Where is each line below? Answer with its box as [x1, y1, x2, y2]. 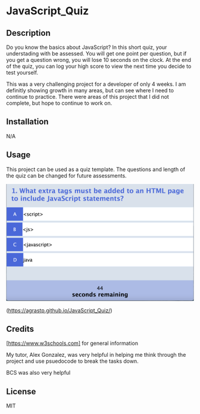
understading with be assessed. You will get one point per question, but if [6, 50, 187, 57]
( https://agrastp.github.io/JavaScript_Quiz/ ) [6, 307, 112, 314]
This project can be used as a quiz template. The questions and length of [6, 166, 186, 173]
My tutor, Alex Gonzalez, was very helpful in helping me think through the [6, 351, 186, 359]
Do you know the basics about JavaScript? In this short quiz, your [6, 43, 167, 51]
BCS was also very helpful [6, 369, 71, 376]
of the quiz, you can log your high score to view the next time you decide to [6, 63, 192, 70]
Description [6, 28, 51, 38]
